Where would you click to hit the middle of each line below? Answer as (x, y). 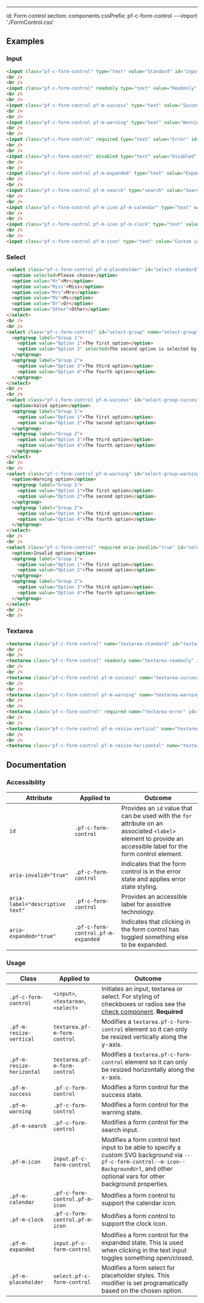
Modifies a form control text (141, 1140)
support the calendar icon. (139, 1203)
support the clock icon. (134, 1224)
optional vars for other (133, 1176)
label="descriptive (37, 904)
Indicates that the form (154, 863)
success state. (122, 1095)
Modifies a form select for (138, 1268)
